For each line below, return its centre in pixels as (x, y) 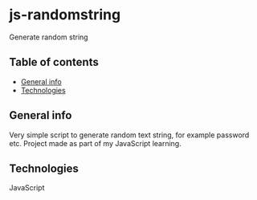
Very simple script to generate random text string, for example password (129, 135)
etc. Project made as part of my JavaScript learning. (95, 143)
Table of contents (54, 62)
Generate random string (49, 37)
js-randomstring (65, 15)
